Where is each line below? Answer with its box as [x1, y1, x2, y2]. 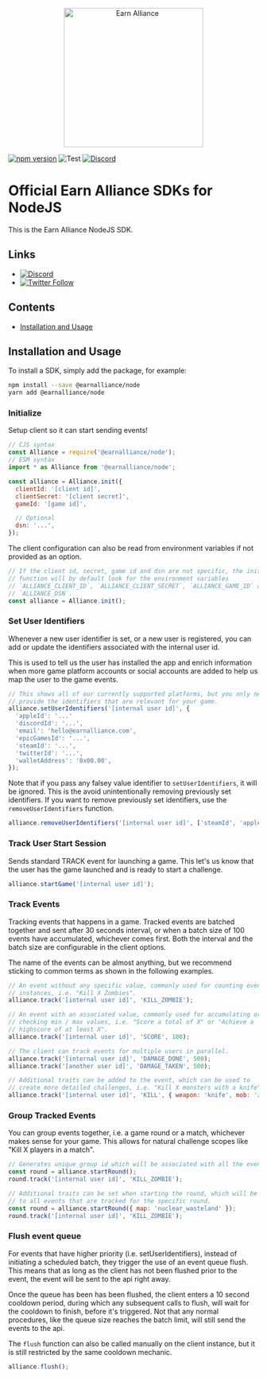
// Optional [15, 514, 56, 522]
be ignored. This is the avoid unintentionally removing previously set [8, 787, 232, 796]
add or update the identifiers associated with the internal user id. [8, 642, 220, 652]
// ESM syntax [8, 456, 56, 464]
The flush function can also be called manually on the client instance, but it [8, 1338, 256, 1349]
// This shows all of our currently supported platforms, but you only [8, 689, 250, 698]
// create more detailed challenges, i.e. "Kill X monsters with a [8, 1083, 237, 1092]
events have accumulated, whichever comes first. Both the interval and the [8, 934, 253, 943]
